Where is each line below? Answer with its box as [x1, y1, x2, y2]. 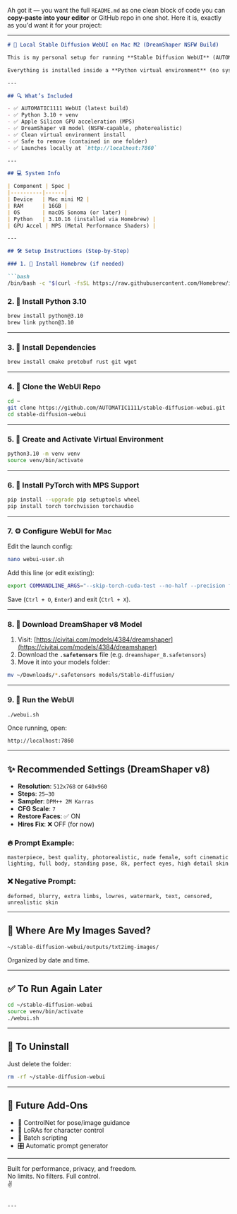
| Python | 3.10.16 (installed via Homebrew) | [7, 216, 157, 223]
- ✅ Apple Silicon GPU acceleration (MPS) [7, 118, 135, 126]
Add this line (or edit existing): [7, 569, 95, 577]
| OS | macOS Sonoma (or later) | [7, 208, 128, 216]
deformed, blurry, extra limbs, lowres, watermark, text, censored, [7, 892, 213, 900]
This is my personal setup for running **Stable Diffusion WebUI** [7, 54, 210, 61]
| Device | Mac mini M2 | [7, 196, 90, 203]
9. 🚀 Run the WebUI [7, 695, 75, 705]
